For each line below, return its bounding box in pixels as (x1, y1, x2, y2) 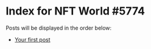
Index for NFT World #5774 (5, 4, 146, 18)
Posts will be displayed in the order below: (5, 24, 112, 31)
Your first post (14, 36, 51, 43)
